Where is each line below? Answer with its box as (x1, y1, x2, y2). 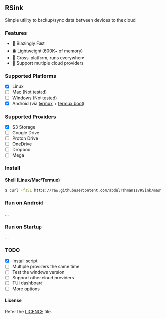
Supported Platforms (5, 73, 57, 80)
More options (12, 286, 40, 292)
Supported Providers (5, 113, 57, 120)
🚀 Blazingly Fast (12, 40, 45, 46)
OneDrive (12, 141, 32, 147)
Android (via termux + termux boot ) (12, 100, 85, 106)
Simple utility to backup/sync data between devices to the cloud (5, 17, 136, 23)
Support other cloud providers (12, 275, 74, 280)
